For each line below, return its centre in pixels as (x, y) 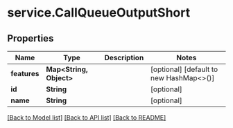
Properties (31, 38)
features (25, 74)
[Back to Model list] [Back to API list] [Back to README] (87, 118)
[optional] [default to (184, 69)
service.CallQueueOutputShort (99, 13)
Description (124, 58)
